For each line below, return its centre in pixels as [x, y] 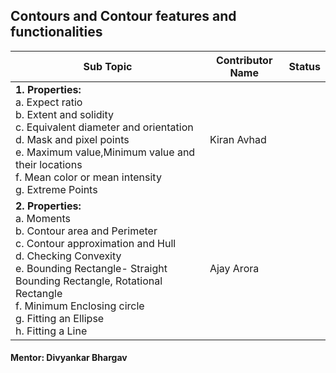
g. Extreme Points [56, 189]
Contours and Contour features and [123, 16]
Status [304, 66]
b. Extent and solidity [64, 114]
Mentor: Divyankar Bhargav [69, 358]
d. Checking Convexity [68, 256]
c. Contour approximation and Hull [96, 243]
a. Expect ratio [49, 102]
